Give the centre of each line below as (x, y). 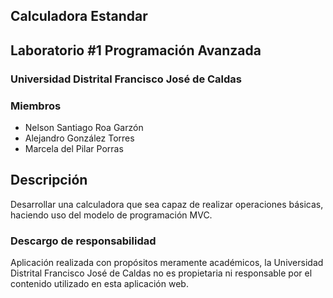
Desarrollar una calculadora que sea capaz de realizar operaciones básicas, (167, 204)
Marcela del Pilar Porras (74, 148)
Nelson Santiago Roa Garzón (84, 127)
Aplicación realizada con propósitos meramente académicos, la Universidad (167, 263)
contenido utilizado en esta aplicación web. (99, 284)
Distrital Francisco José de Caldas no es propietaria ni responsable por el (161, 273)
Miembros (36, 106)
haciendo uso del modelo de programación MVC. (111, 215)
